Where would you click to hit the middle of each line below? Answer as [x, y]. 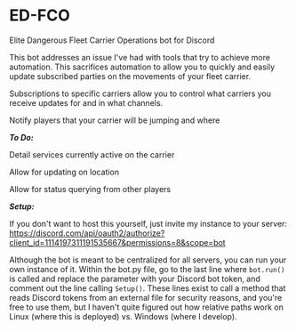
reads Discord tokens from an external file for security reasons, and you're [146, 297]
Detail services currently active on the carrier [92, 154]
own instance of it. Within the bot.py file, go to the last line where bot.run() [148, 269]
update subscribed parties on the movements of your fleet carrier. [130, 76]
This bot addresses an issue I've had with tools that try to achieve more [140, 57]
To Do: [21, 137]
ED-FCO [40, 16]
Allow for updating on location [64, 172]
